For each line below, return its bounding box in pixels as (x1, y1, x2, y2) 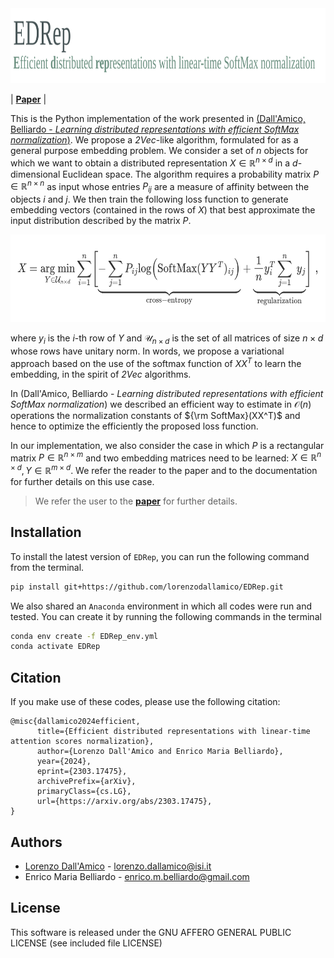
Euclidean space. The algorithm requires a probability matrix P (62, 168, 320, 180)
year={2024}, (36, 757, 92, 767)
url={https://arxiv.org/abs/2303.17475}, (36, 797, 213, 807)
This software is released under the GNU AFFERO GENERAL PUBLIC (10, 926, 292, 938)
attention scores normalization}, (10, 737, 155, 747)
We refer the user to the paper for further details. (34, 495, 238, 507)
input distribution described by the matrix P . (10, 215, 192, 227)
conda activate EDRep (10, 642, 101, 652)
